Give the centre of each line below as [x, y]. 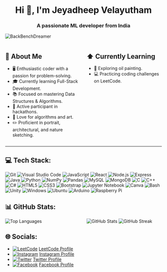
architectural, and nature [38, 130]
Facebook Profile [56, 265]
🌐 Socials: [21, 237]
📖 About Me [24, 56]
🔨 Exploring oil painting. [118, 68]
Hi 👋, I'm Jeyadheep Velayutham [83, 10]
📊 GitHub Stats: [31, 207]
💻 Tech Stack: [28, 160]
